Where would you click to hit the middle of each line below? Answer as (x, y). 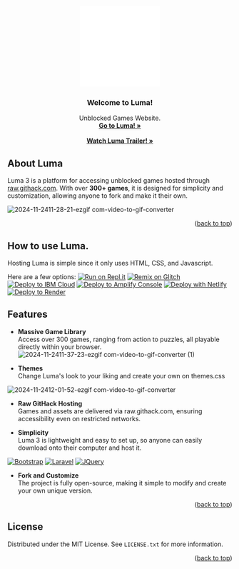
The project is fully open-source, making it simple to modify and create (122, 483)
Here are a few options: (42, 276)
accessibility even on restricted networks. (79, 418)
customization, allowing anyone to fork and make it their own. (97, 196)
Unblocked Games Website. (120, 118)
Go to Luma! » (120, 126)
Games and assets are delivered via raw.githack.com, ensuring (110, 411)
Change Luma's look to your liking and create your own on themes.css (121, 376)
